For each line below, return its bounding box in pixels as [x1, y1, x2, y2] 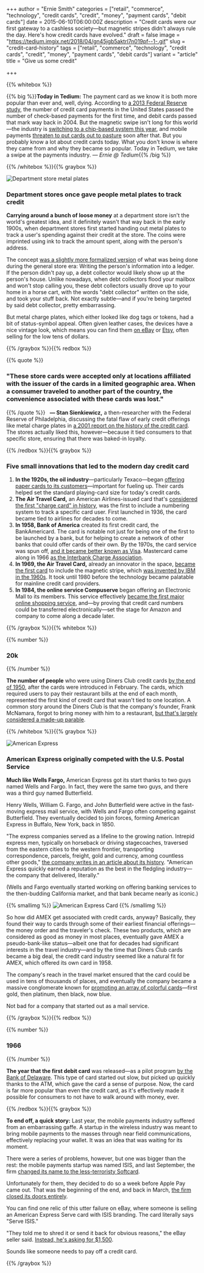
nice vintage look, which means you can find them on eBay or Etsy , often [6, 327, 189, 334]
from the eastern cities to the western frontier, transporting [6, 845, 154, 853]
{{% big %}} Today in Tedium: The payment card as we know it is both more [6, 93, 197, 100]
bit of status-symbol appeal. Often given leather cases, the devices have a [6, 320, 193, 327]
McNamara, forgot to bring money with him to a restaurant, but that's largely [6, 710, 198, 717]
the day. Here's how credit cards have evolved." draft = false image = [6, 31, 180, 39]
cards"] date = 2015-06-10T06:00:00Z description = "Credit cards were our [6, 18, 197, 25]
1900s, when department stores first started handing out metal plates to [6, 225, 187, 232]
